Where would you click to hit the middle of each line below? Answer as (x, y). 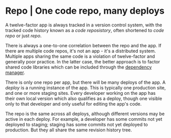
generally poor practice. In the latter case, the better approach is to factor (83, 61)
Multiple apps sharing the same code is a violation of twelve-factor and (80, 56)
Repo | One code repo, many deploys (85, 11)
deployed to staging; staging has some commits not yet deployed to (77, 124)
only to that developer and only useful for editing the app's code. (74, 103)
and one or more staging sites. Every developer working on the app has (80, 93)
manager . (15, 72)
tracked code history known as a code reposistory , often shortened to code (85, 30)
